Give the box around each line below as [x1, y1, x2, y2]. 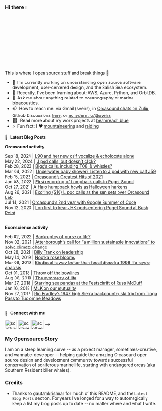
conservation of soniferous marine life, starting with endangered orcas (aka [5, 362, 156, 368]
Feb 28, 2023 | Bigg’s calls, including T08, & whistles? [5, 163, 113, 169]
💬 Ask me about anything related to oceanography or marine [12, 95, 134, 100]
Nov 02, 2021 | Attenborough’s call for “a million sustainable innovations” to [5, 239, 155, 245]
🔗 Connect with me [5, 310, 45, 316]
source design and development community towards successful [5, 357, 133, 362]
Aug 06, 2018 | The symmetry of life [5, 275, 77, 280]
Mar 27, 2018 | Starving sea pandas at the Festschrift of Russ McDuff [5, 280, 142, 286]
